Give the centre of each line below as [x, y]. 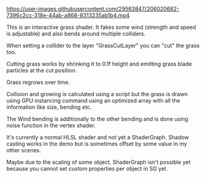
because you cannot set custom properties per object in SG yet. [87, 169]
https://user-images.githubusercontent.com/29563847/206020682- [93, 9]
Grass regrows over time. [38, 82]
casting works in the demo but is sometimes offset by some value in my [97, 144]
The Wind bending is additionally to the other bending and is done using [97, 119]
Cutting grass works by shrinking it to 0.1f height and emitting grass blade [99, 64]
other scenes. [24, 150]
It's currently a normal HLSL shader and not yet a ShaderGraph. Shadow [97, 137]
